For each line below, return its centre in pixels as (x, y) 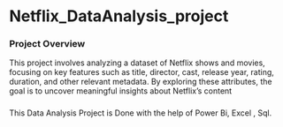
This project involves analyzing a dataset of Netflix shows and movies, (137, 63)
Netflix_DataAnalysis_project (119, 16)
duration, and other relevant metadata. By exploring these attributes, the (141, 82)
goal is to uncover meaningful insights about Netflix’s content (121, 91)
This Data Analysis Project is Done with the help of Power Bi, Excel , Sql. (141, 113)
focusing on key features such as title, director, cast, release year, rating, (141, 72)
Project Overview (47, 44)
